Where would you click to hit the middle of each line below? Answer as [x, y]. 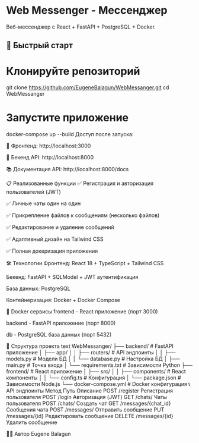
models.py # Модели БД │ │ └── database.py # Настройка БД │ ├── [93, 359]
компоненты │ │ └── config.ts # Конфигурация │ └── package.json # [94, 378]
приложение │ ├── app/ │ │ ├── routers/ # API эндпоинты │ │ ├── [91, 353]
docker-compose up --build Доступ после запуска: [70, 134]
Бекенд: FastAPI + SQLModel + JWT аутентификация [72, 277]
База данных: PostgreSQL [38, 288]
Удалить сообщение [32, 422]
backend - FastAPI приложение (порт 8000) [61, 323]
